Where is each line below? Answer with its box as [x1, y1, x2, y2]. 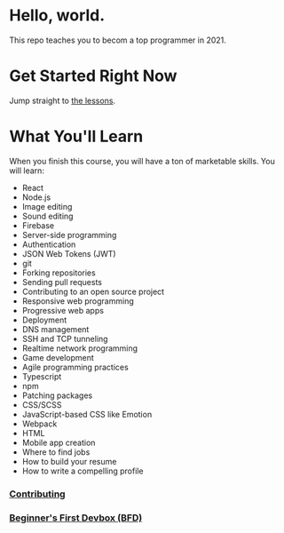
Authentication [21, 239, 76, 250]
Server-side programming [21, 229, 117, 240]
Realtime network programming [21, 343, 138, 354]
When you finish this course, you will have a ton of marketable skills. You [9, 155, 275, 166]
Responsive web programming [21, 295, 135, 306]
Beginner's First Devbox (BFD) [9, 512, 143, 524]
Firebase [21, 219, 55, 231]
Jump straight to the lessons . [9, 95, 116, 106]
